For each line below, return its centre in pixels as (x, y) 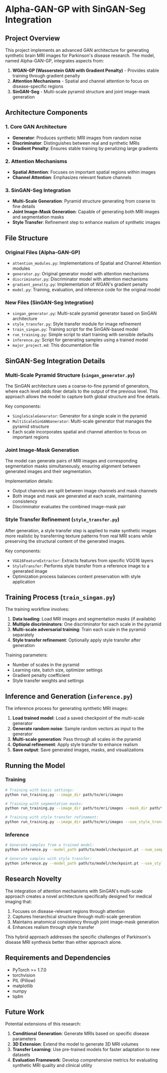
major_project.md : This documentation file (56, 345)
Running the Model (35, 765)
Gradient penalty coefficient (41, 675)
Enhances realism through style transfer (53, 927)
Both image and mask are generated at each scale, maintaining (77, 496)
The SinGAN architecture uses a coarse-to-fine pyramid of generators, (78, 386)
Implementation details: (29, 481)
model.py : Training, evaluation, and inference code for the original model (86, 289)
